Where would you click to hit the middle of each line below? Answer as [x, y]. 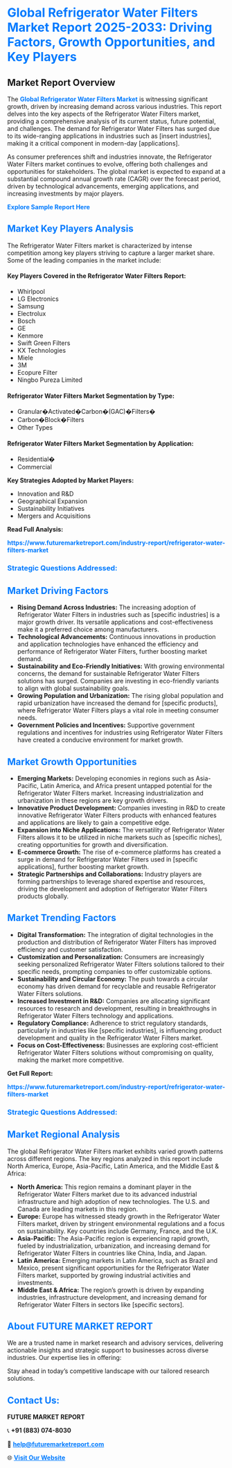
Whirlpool [31, 292]
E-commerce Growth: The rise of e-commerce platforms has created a [119, 852]
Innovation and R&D [45, 494]
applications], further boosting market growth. [83, 866]
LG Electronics [38, 299]
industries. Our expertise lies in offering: [64, 1358]
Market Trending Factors [62, 918]
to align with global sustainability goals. [73, 688]
